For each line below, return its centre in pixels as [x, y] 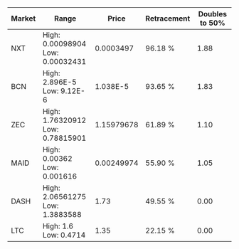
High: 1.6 [58, 226]
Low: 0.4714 [64, 235]
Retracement [168, 18]
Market [23, 18]
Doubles [213, 14]
